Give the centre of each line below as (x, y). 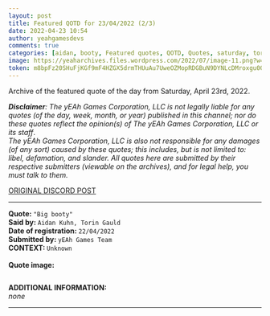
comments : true (34, 46)
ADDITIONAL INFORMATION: (57, 287)
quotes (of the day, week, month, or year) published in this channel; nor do (133, 115)
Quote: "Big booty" (41, 213)
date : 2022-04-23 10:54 (48, 31)
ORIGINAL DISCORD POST (52, 191)
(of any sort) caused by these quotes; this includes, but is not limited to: (127, 149)
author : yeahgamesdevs (46, 38)
